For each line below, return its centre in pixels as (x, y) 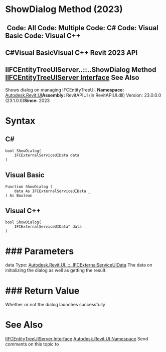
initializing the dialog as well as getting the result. (56, 271)
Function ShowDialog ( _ (31, 187)
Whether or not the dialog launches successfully (55, 305)
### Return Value (42, 291)
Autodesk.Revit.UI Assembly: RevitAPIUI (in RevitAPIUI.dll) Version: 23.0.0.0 (83, 95)
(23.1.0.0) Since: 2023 (28, 100)
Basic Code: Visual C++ (43, 35)
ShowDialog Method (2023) (64, 9)
